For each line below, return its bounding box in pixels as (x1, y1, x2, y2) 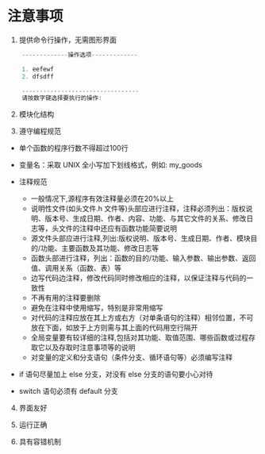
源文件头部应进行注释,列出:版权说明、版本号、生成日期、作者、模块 (30, 233, 251, 243)
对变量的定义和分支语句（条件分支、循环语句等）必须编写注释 (30, 352, 233, 362)
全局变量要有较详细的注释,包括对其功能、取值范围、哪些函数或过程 (30, 333, 249, 342)
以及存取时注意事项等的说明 (44, 343, 136, 352)
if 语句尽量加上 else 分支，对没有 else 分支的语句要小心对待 (18, 370, 213, 379)
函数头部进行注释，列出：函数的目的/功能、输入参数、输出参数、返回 (30, 253, 256, 263)
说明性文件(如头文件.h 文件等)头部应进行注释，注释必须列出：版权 (30, 204, 247, 214)
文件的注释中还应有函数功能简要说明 (58, 224, 178, 233)
